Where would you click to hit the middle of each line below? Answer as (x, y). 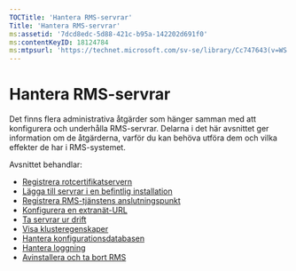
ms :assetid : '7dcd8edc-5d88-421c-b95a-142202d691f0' (109, 34)
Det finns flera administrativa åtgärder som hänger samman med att (133, 119)
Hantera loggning (54, 248)
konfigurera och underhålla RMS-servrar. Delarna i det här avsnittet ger (139, 129)
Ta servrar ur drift (54, 219)
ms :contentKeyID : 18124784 (59, 42)
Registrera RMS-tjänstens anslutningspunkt (101, 201)
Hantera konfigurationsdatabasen (83, 239)
